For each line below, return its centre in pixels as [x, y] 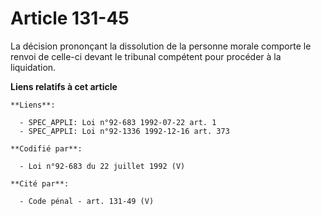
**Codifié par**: [46, 148]
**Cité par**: [40, 183]
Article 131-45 [70, 18]
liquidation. [33, 67]
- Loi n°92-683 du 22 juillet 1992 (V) [102, 166]
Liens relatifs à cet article [64, 86]
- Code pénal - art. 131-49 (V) [87, 201]
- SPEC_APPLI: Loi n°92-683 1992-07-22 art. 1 [118, 122]
